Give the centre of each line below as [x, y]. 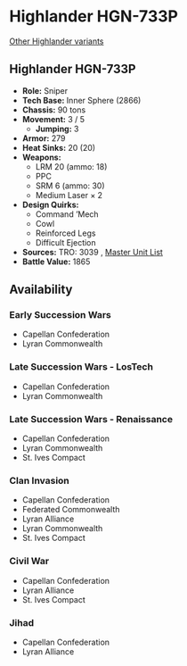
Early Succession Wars [60, 315]
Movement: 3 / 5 [53, 119]
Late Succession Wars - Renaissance [91, 419]
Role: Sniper [45, 90]
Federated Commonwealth [71, 510]
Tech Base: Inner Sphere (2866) [81, 100]
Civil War [29, 562]
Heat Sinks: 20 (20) [59, 147]
